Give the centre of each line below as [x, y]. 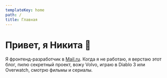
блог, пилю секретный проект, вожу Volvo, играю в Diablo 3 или [75, 65]
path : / [14, 15]
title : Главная [22, 19]
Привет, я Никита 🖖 [48, 45]
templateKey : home [25, 10]
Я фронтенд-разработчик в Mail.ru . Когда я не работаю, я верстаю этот [83, 59]
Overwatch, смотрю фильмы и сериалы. [49, 70]
